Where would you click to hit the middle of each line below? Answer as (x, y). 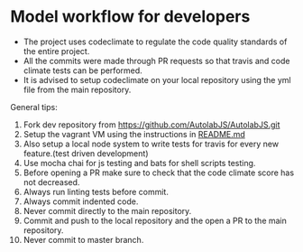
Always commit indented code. (81, 201)
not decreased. (51, 182)
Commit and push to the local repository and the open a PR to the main (155, 220)
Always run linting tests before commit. (96, 191)
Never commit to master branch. (83, 239)
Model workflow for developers (130, 17)
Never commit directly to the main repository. (107, 210)
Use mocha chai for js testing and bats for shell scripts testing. (139, 163)
